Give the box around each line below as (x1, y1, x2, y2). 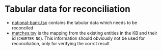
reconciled (11, 25, 34, 30)
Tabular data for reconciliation (4, 3, 131, 15)
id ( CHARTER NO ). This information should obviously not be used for (11, 35, 145, 41)
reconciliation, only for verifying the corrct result (11, 40, 110, 46)
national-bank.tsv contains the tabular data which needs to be (11, 20, 137, 25)
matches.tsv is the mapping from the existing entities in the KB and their (11, 30, 158, 36)
